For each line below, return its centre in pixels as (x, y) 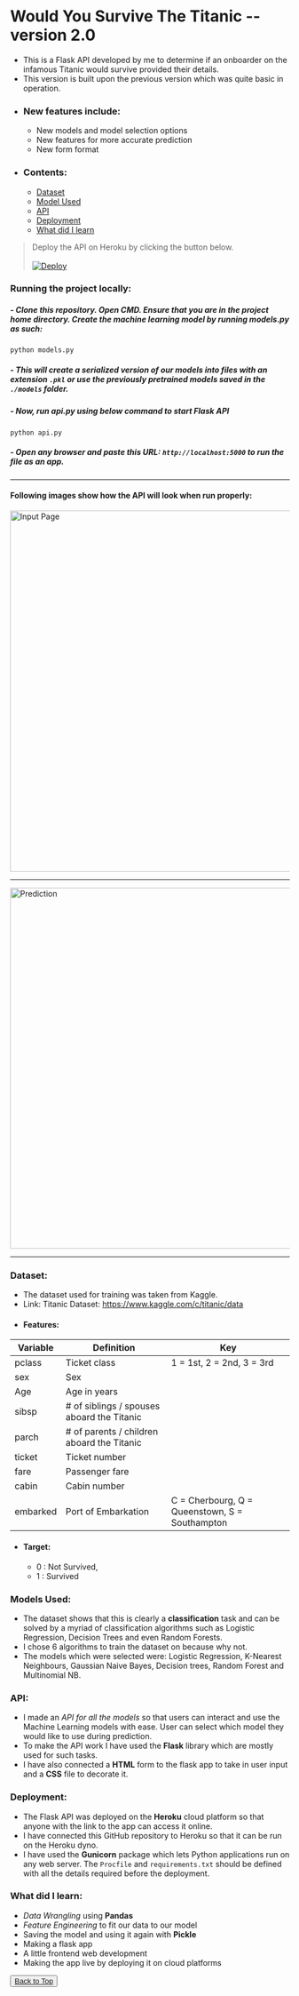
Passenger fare (98, 1472)
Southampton (199, 1523)
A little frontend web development (85, 1953)
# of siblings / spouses (113, 1406)
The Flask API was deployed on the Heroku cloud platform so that (143, 1816)
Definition (114, 1348)
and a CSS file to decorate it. (75, 1774)
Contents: (45, 172)
